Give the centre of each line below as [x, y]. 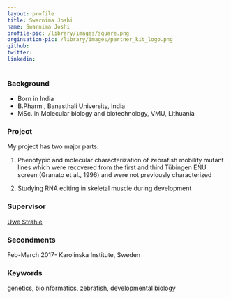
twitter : [20, 53]
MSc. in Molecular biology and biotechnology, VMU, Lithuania [106, 114]
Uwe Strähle [25, 222]
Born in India [36, 99]
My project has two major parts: [53, 146]
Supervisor [27, 206]
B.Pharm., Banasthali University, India [71, 106]
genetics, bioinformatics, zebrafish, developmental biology [91, 288]
